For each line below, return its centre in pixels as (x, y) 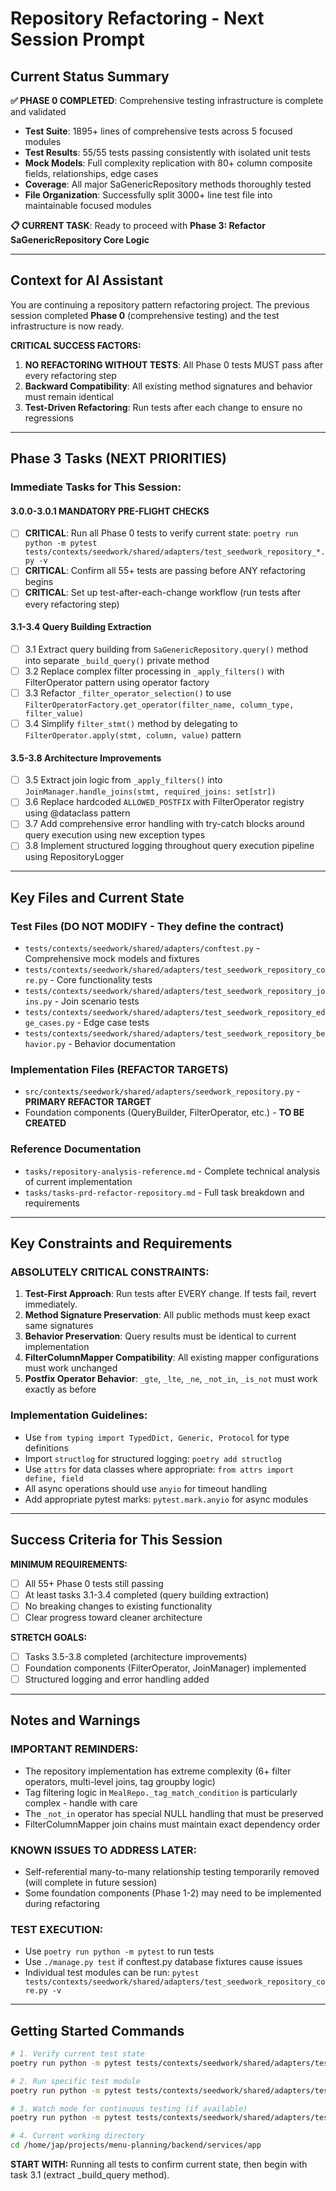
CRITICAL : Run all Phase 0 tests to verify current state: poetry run (161, 533)
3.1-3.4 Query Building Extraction (81, 627)
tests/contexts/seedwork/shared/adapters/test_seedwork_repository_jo (175, 992)
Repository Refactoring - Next (137, 18)
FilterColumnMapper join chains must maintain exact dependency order (172, 1824)
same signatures (59, 1326)
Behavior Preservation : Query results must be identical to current (160, 1336)
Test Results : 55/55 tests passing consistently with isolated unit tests (167, 152)
